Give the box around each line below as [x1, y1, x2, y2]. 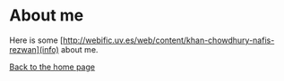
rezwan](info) [9, 44, 60, 54]
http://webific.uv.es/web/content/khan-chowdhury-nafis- [62, 35, 275, 45]
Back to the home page [9, 61, 96, 72]
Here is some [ [9, 35, 64, 45]
